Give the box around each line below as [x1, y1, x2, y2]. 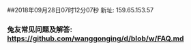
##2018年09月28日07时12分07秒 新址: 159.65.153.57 [7, 6, 154, 14]
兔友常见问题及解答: [7, 25, 73, 34]
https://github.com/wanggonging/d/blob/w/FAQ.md [7, 34, 184, 43]
